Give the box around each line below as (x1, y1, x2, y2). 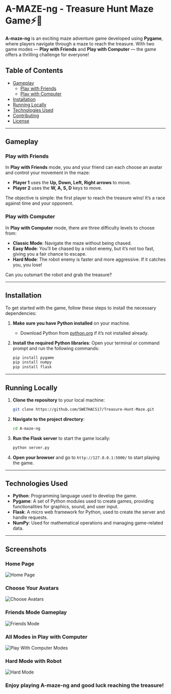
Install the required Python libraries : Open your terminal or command (12, 340, 160, 346)
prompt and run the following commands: (12, 345, 100, 351)
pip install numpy (12, 360, 52, 365)
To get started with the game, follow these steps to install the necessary (5, 305, 156, 311)
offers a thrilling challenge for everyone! (5, 52, 89, 58)
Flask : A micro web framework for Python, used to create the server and (12, 509, 165, 515)
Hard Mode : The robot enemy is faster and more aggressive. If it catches (12, 256, 166, 262)
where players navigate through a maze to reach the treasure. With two (5, 40, 155, 46)
